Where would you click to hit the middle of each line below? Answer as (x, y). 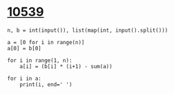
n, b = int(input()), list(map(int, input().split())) (88, 30)
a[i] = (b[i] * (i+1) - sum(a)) (66, 66)
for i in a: (24, 78)
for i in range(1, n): (40, 60)
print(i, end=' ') (46, 84)
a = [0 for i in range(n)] (46, 42)
